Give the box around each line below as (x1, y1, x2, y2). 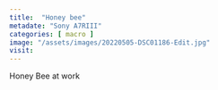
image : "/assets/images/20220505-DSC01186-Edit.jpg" (9, 37, 211, 47)
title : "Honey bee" (9, 12, 87, 22)
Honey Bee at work (9, 70, 81, 81)
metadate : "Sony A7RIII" (9, 21, 102, 30)
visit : (9, 46, 34, 55)
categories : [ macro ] (9, 29, 94, 38)
